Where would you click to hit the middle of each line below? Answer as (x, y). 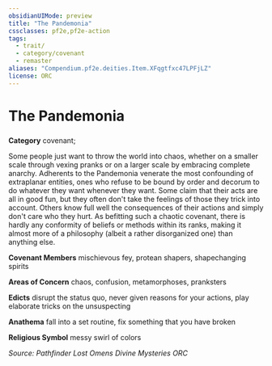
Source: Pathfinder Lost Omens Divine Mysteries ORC (98, 353)
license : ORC (30, 76)
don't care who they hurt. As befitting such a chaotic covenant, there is (127, 216)
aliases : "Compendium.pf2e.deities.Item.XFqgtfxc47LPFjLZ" (110, 69)
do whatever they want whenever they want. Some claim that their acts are (133, 190)
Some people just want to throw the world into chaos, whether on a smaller (134, 156)
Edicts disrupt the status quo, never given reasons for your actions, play (129, 297)
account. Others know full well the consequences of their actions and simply (136, 208)
